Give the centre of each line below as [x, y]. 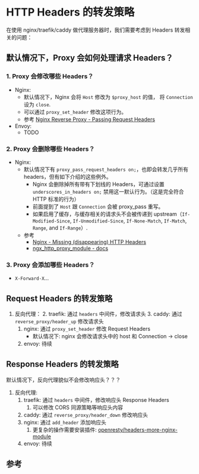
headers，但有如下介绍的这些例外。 [67, 176]
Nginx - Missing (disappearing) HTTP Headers [89, 241]
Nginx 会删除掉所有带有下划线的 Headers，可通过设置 [98, 184]
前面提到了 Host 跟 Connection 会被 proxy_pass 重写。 [98, 206]
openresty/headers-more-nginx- [138, 429]
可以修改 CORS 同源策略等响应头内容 [78, 407]
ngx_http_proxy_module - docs [70, 248]
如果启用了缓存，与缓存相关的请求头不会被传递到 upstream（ [107, 214]
